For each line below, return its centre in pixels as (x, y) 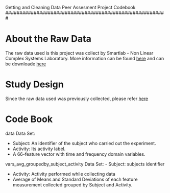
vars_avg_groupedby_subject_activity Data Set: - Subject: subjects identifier (85, 164)
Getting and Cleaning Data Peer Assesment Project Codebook (70, 7)
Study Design (34, 85)
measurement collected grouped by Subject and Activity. (72, 185)
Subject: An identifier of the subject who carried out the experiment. (84, 143)
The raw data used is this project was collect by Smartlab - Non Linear (79, 53)
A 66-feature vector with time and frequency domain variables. (79, 154)
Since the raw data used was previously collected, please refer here (77, 99)
